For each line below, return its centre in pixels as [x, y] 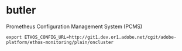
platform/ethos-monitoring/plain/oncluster [60, 42]
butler [21, 10]
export [14, 37]
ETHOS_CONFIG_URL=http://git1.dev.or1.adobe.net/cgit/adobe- [100, 37]
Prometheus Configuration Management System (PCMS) [74, 26]
